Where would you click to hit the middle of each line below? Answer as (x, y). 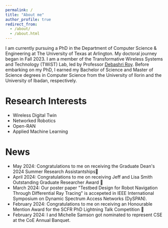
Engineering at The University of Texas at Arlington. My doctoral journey (81, 53)
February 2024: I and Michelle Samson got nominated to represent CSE (88, 215)
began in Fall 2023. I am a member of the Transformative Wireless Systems (84, 59)
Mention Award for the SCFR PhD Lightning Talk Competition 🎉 (78, 209)
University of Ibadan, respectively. (41, 80)
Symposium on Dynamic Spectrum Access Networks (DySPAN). (80, 198)
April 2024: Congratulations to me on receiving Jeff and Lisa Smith (82, 177)
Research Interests (46, 101)
